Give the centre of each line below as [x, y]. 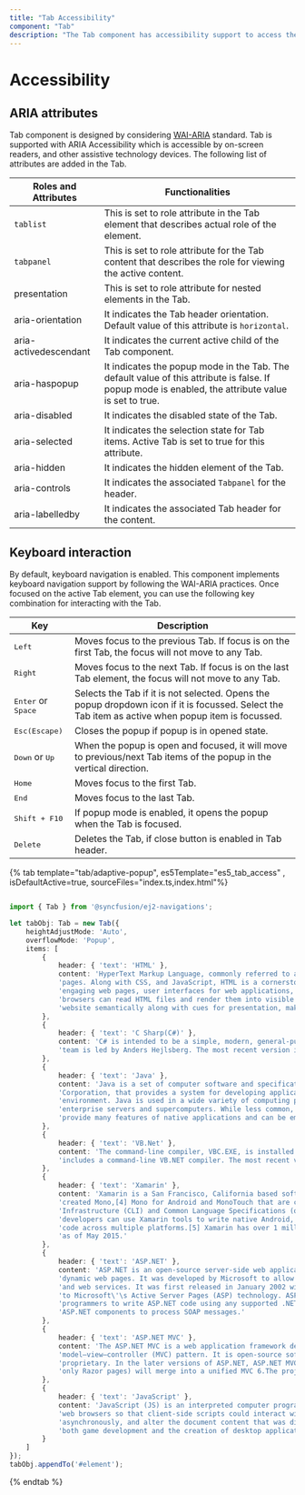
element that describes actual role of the [190, 225]
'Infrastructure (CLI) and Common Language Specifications [172, 1210]
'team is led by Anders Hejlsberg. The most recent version [174, 1050]
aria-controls [42, 488]
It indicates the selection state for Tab [184, 430]
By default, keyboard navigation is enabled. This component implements [144, 575]
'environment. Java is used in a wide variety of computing [174, 1101]
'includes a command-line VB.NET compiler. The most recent [174, 1160]
